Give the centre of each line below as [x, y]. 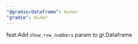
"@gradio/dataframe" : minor [42, 12]
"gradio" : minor [27, 17]
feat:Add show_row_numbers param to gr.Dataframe [69, 34]
